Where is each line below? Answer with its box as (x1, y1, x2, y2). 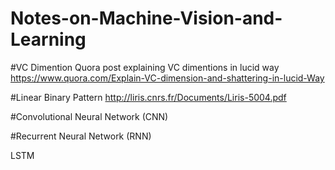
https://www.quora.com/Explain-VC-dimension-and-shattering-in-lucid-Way (10, 72, 325, 84)
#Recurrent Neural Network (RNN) (10, 130, 152, 142)
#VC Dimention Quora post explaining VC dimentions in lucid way (10, 61, 280, 73)
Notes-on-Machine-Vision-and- (10, 7, 283, 30)
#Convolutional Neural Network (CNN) (10, 110, 169, 122)
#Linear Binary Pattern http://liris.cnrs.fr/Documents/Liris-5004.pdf (10, 91, 287, 103)
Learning (10, 28, 87, 51)
